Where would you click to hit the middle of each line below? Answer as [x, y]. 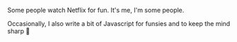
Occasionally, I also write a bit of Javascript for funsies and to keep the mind [119, 23]
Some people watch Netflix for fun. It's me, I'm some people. [96, 10]
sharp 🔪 [19, 31]
